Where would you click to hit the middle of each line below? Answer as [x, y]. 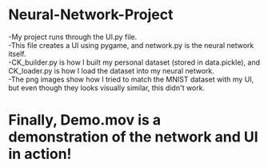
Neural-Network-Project [91, 15]
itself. [17, 54]
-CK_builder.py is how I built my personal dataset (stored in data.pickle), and [134, 62]
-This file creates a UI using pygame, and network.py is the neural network [131, 45]
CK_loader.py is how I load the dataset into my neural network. [111, 70]
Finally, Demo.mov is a [85, 120]
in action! [40, 154]
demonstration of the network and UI [133, 137]
